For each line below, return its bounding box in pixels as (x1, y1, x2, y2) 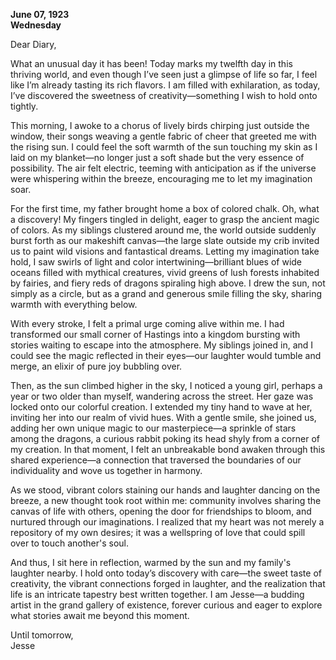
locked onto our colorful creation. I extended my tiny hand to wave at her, (10, 401, 313, 413)
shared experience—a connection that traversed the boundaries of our (10, 454, 302, 466)
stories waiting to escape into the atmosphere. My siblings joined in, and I (10, 339, 314, 351)
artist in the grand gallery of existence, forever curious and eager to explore (10, 599, 323, 611)
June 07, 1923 (10, 9, 70, 20)
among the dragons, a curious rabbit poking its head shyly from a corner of (10, 433, 320, 444)
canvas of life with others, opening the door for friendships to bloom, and (10, 505, 312, 517)
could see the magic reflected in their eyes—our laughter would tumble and (10, 350, 322, 361)
